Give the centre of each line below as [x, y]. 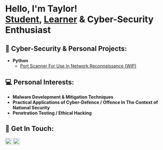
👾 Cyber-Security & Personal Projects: [66, 48]
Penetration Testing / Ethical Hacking [52, 113]
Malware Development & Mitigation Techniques [63, 97]
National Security [31, 107]
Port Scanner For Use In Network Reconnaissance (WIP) [78, 66]
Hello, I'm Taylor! [41, 9]
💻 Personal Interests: [40, 83]
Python [20, 60]
